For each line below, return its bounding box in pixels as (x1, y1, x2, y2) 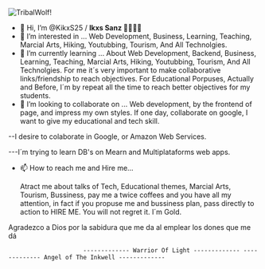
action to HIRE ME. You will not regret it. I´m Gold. (19, 208, 182, 216)
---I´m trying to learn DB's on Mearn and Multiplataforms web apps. (8, 148, 231, 156)
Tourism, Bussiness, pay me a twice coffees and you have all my (19, 190, 232, 200)
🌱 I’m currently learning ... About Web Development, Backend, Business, (19, 49, 257, 57)
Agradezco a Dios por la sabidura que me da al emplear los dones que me (8, 223, 251, 231)
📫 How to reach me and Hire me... (19, 164, 134, 172)
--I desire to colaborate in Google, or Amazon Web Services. (8, 132, 207, 141)
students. (19, 91, 51, 100)
